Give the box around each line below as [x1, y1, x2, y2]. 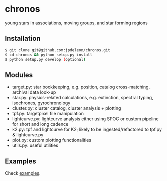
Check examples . [5, 170, 41, 176]
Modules [5, 71, 33, 79]
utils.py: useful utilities [12, 142, 59, 148]
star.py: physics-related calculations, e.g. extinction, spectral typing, [12, 95, 153, 101]
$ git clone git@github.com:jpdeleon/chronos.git [5, 47, 111, 53]
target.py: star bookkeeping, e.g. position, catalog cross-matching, [12, 84, 150, 90]
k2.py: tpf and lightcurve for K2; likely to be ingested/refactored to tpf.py [12, 126, 162, 133]
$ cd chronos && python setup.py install [5, 52, 93, 57]
